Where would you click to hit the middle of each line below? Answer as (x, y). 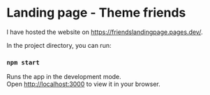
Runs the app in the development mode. (64, 77)
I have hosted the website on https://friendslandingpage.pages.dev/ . (105, 32)
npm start (23, 62)
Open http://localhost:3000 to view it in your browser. (84, 84)
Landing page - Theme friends (96, 13)
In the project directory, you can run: (59, 45)
